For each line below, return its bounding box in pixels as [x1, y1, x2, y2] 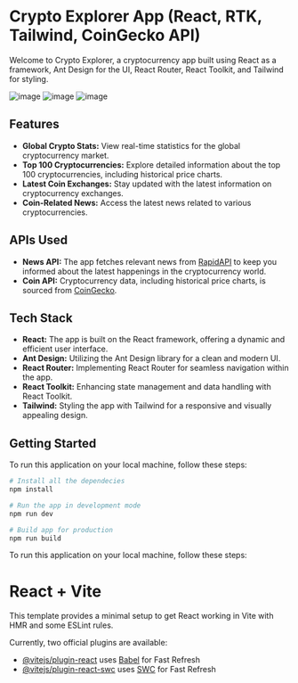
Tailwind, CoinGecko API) [9, 25, 201, 45]
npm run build [9, 533, 62, 543]
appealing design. [21, 410, 88, 421]
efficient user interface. [21, 343, 109, 354]
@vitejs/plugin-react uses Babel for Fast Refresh [21, 654, 201, 665]
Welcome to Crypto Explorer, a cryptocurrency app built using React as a [9, 54, 278, 65]
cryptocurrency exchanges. [21, 187, 125, 198]
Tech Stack [9, 310, 73, 325]
